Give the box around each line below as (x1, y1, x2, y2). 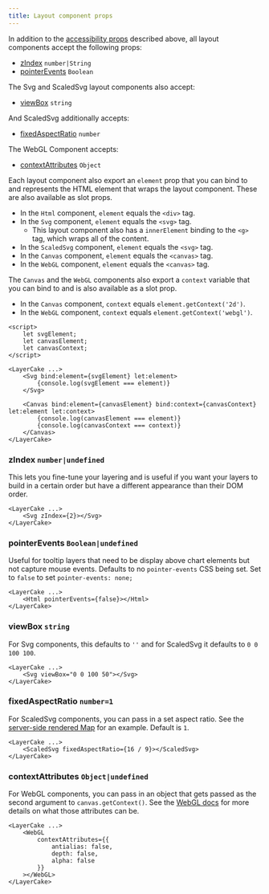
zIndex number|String (19, 58, 92, 67)
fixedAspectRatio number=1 (8, 696, 114, 707)
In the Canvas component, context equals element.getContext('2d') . (19, 299, 247, 308)
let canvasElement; (22, 337, 88, 345)
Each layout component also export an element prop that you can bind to (8, 175, 248, 185)
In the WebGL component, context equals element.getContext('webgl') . (19, 307, 253, 317)
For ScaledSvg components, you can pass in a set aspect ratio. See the (8, 714, 245, 724)
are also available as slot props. (8, 192, 112, 202)
